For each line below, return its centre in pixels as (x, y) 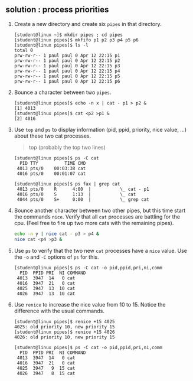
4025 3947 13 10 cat (46, 288)
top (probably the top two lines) (67, 147)
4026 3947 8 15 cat (46, 373)
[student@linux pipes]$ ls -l (51, 45)
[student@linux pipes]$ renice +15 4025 (64, 321)
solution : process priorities (57, 10)
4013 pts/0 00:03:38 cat (51, 168)
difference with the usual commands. (59, 311)
